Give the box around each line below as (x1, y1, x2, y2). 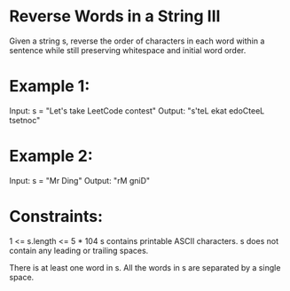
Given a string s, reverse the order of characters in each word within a (9, 35, 265, 46)
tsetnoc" (9, 114, 41, 125)
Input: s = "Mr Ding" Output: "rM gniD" (9, 175, 151, 185)
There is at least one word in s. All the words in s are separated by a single (9, 262, 281, 272)
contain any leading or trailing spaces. (9, 245, 149, 256)
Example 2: (9, 146, 93, 166)
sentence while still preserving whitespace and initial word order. (9, 44, 247, 55)
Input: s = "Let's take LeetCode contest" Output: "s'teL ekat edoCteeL (9, 105, 265, 116)
